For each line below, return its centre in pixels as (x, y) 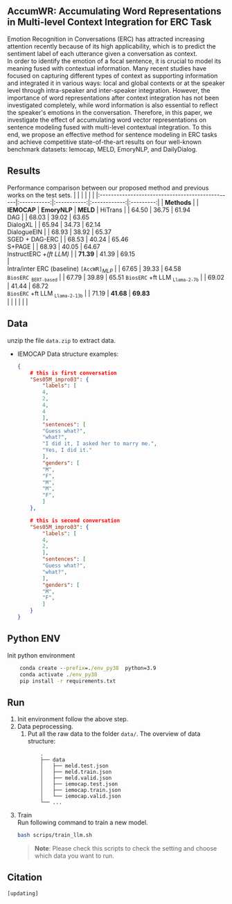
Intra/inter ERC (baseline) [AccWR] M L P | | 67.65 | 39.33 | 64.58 (94, 269)
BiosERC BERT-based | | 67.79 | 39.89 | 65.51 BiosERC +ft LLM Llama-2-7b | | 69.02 (116, 278)
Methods (178, 202)
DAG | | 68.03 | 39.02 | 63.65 (48, 217)
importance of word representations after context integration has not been (113, 98)
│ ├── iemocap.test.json (79, 784)
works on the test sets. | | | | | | (51, 195)
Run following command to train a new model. (82, 822)
